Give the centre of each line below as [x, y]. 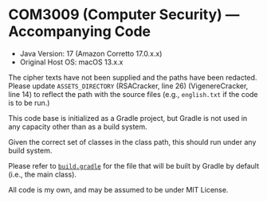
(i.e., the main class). [43, 174]
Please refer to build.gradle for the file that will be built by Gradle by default [134, 165]
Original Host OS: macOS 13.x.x [71, 62]
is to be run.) [29, 103]
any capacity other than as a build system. [78, 126]
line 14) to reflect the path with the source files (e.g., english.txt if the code [133, 94]
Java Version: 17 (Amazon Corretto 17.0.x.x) [91, 53]
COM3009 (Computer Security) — [124, 15]
